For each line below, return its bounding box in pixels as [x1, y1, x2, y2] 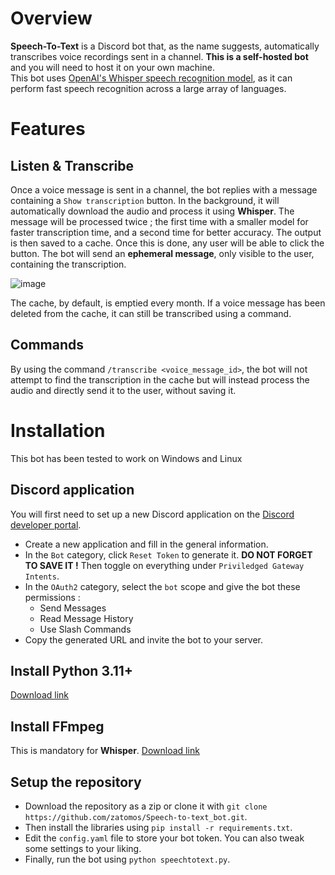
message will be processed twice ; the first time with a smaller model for [10, 215, 309, 227]
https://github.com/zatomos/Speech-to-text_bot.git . [24, 810, 248, 822]
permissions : [24, 591, 81, 603]
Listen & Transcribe [10, 157, 135, 174]
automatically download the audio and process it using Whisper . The [10, 205, 295, 217]
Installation [10, 419, 106, 442]
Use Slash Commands [39, 623, 132, 635]
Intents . [24, 570, 60, 582]
